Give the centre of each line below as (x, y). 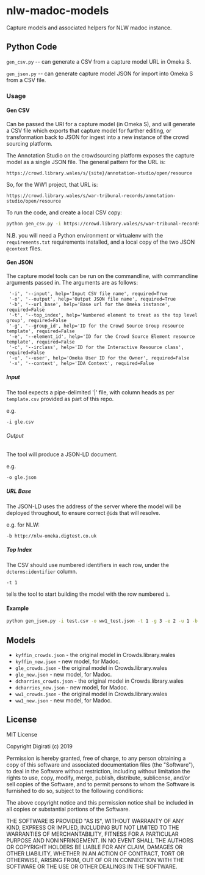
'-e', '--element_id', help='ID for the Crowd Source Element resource (102, 336)
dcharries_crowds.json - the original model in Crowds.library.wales (99, 681)
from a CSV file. (26, 80)
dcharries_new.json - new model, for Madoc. (72, 687)
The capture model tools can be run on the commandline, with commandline (102, 276)
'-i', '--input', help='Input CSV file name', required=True (88, 294)
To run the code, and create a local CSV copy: (64, 212)
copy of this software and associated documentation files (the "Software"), (101, 764)
